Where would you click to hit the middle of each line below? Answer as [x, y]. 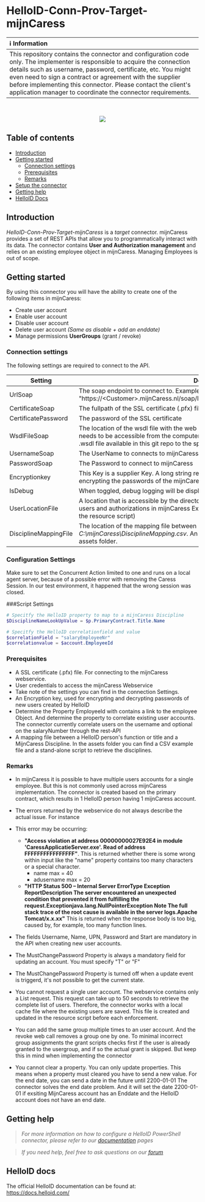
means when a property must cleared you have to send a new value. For [106, 1074]
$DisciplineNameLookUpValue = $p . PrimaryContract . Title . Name [86, 621]
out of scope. [23, 258]
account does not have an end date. [60, 1099]
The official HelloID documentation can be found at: [71, 1186]
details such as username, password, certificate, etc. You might [100, 69]
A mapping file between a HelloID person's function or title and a [96, 737]
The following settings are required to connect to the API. [78, 365]
